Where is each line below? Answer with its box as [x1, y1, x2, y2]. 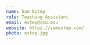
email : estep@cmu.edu [6, 19, 59, 25]
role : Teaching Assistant [6, 14, 69, 20]
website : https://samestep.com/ [6, 25, 84, 31]
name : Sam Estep [6, 8, 45, 15]
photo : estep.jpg [6, 30, 48, 36]
